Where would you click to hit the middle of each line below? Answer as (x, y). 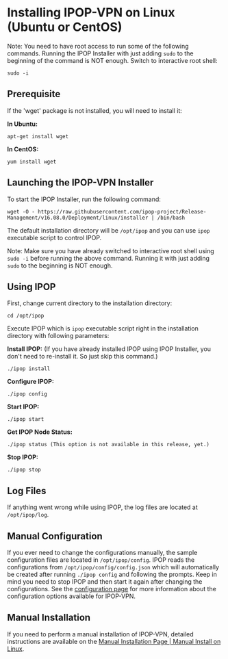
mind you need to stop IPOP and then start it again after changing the (105, 582)
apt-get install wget (38, 136)
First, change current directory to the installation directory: (90, 303)
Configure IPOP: (31, 382)
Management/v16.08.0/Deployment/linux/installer (78, 218)
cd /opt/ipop (26, 316)
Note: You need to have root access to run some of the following (98, 46)
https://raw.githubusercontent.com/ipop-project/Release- (122, 211)
